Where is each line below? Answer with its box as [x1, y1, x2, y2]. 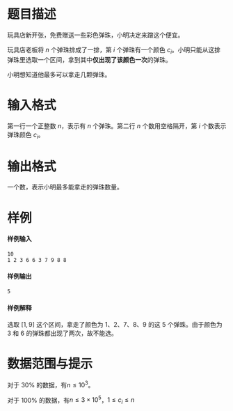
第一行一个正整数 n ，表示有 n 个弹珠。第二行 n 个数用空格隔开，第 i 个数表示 [7, 121, 227, 130]
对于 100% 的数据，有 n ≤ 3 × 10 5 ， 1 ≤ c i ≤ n [7, 394, 135, 406]
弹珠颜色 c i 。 [7, 130, 45, 140]
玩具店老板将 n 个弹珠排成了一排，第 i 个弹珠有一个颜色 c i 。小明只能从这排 [7, 45, 221, 56]
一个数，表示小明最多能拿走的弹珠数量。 [7, 183, 123, 192]
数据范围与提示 [7, 356, 93, 372]
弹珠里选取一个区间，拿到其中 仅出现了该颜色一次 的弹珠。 [7, 55, 172, 63]
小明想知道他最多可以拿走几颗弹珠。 [7, 70, 111, 79]
